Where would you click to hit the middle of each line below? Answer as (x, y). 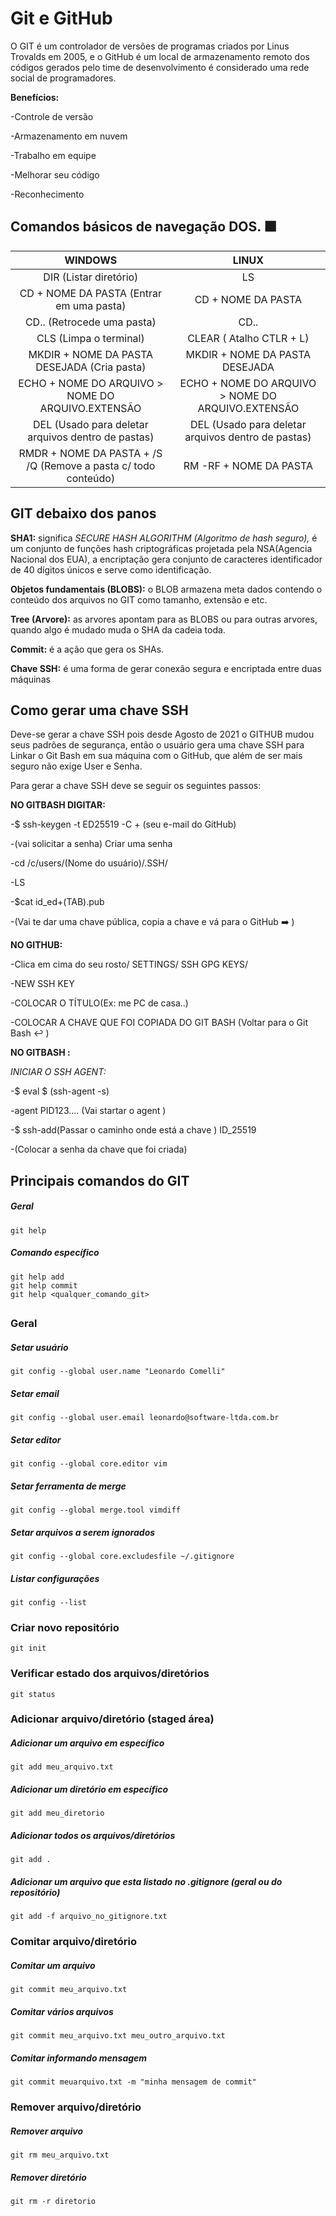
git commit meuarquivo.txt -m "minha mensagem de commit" (133, 2082)
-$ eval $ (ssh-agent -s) (60, 1091)
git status (33, 1694)
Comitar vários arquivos (62, 2011)
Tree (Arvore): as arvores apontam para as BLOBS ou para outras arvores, (164, 619)
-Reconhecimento (47, 194)
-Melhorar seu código (55, 174)
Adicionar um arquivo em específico (87, 1743)
